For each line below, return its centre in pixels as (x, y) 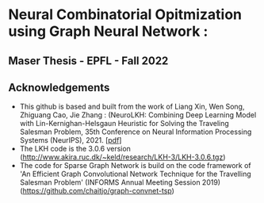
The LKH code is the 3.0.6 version (75, 149)
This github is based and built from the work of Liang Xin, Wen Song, (132, 107)
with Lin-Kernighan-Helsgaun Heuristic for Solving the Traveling (124, 124)
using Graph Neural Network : (108, 31)
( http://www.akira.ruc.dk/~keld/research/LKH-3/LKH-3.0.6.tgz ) (122, 157)
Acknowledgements (59, 88)
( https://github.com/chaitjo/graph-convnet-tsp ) (97, 191)
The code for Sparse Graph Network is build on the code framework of (135, 166)
